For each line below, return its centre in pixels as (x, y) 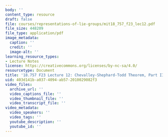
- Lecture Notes (22, 61)
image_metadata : (22, 38)
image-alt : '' (24, 52)
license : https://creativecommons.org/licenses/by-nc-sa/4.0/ (71, 66)
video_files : (19, 84)
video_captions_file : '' (35, 94)
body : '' (14, 10)
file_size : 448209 (24, 29)
